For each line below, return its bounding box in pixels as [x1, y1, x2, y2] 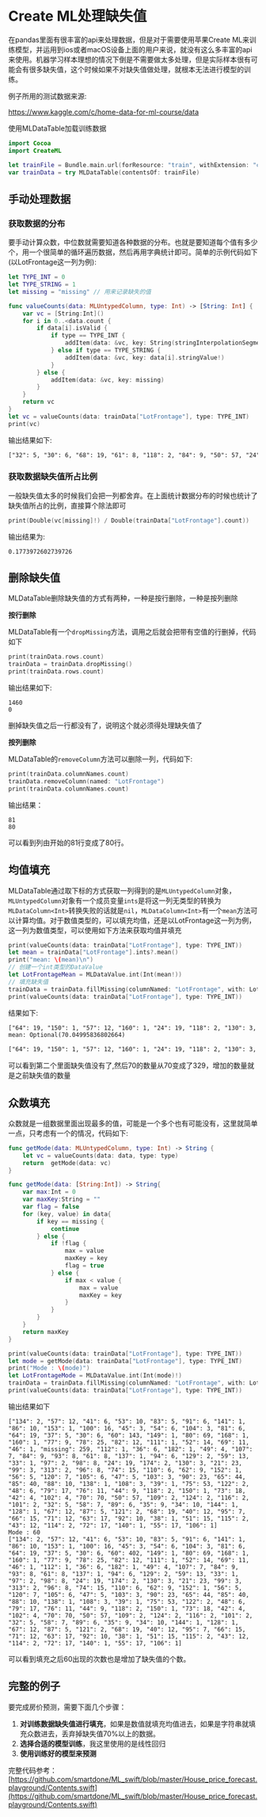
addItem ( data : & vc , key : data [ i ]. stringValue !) [64, 353, 225, 361]
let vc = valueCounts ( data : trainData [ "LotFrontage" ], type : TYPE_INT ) [8, 413, 249, 421]
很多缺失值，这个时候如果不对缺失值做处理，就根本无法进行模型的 [28, 64, 244, 74]
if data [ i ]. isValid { [36, 324, 108, 333]
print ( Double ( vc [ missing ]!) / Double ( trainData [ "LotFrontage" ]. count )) [8, 516, 249, 524]
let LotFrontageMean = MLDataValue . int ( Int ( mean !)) [8, 971, 182, 979]
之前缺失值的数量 [14, 1071, 71, 1080]
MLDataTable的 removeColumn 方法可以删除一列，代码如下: [8, 754, 193, 764]
